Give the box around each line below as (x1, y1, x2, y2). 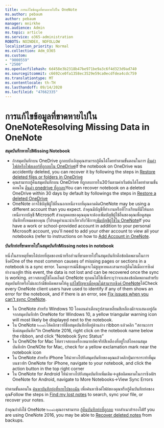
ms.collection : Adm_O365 (5, 48, 56, 53)
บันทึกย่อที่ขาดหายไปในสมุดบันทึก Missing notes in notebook (5, 243, 114, 249)
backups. (5, 417, 24, 423)
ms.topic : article (5, 30, 43, 35)
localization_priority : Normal (5, 44, 69, 49)
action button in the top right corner (12, 366, 85, 371)
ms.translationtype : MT (5, 76, 54, 81)
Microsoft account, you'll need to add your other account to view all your (12, 228, 159, 234)
